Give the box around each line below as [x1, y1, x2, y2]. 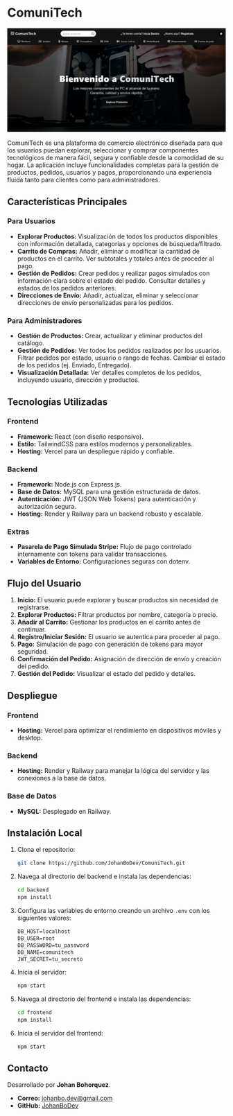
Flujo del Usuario [7, 577, 82, 589]
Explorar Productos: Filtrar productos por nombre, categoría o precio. [17, 611, 218, 619]
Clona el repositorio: [17, 846, 76, 854]
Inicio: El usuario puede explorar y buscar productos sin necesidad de [17, 596, 218, 604]
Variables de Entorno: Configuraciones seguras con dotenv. [17, 557, 191, 566]
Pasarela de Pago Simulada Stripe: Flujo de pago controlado [17, 543, 192, 551]
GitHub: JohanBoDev [17, 1101, 79, 1110]
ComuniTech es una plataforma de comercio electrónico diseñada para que [7, 139, 223, 147]
